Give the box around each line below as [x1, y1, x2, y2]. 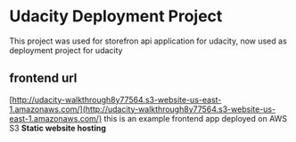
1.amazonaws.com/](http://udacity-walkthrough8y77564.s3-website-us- [9, 104, 276, 114]
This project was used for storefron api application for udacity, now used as [9, 35, 287, 46]
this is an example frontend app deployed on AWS [103, 113, 288, 123]
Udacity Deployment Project [9, 6, 223, 27]
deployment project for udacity [9, 44, 123, 55]
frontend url [9, 71, 78, 86]
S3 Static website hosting [9, 122, 107, 133]
